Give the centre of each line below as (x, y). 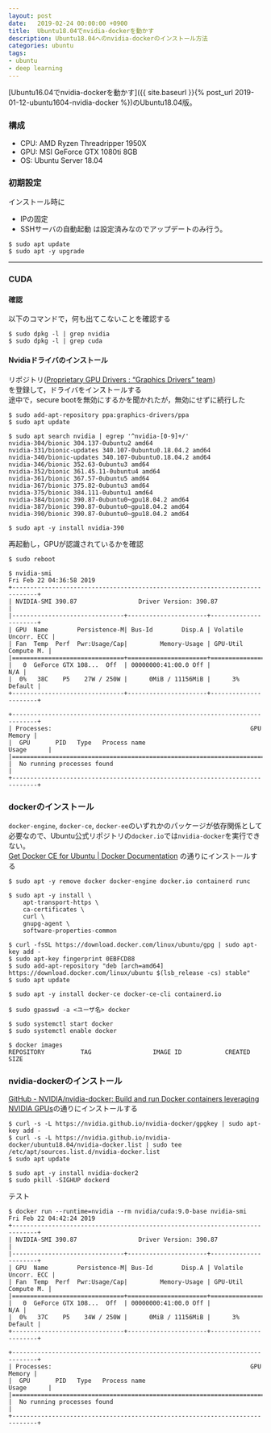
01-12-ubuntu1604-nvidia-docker (63, 102)
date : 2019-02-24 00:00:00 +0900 (68, 23)
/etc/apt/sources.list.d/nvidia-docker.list (84, 1152)
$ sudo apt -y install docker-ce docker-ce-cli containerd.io (115, 994)
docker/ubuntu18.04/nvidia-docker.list (75, 1145)
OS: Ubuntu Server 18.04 (61, 160)
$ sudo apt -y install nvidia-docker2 (73, 1173)
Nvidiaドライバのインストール (58, 360)
